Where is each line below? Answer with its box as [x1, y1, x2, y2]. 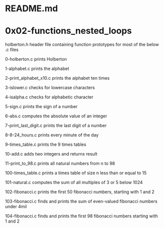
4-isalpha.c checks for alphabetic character [5, 94, 94, 100]
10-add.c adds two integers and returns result [5, 151, 98, 157]
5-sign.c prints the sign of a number [5, 104, 78, 110]
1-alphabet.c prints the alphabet [5, 66, 70, 71]
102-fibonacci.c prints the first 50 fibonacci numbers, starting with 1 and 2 [5, 189, 155, 195]
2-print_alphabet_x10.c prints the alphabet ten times [5, 75, 110, 81]
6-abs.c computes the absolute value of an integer [5, 113, 108, 119]
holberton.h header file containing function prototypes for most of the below [5, 42, 159, 47]
